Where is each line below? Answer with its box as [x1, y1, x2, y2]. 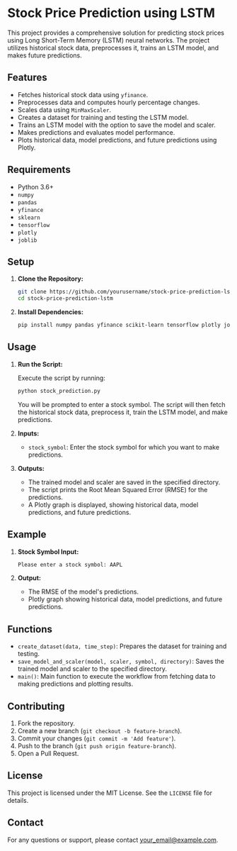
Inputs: [17, 429, 40, 438]
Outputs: [17, 464, 45, 472]
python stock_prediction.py [17, 387, 100, 394]
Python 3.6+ [17, 182, 54, 191]
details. [7, 796, 29, 804]
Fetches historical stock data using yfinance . [17, 90, 149, 99]
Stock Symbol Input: [17, 547, 79, 556]
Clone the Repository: [17, 274, 83, 283]
